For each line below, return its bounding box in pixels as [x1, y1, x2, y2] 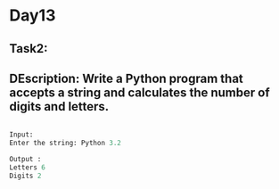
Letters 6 [9, 163, 46, 172]
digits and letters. [9, 99, 110, 114]
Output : [9, 155, 42, 164]
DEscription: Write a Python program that [9, 70, 243, 86]
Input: [9, 130, 34, 139]
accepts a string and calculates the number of [9, 85, 270, 100]
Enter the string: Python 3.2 [9, 139, 122, 148]
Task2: [9, 41, 48, 56]
